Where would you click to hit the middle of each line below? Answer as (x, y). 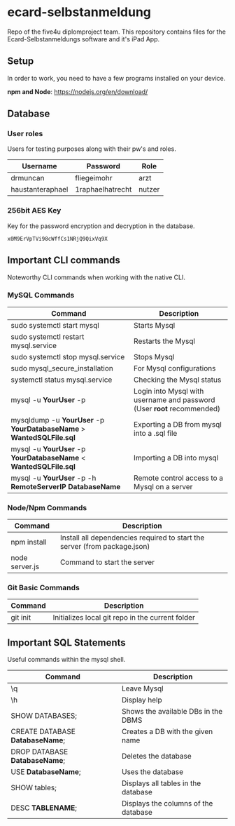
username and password (175, 399)
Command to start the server (107, 562)
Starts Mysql (155, 325)
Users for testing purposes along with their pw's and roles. (92, 149)
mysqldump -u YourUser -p (58, 420)
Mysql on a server (163, 486)
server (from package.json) (105, 547)
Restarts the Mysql (165, 341)
